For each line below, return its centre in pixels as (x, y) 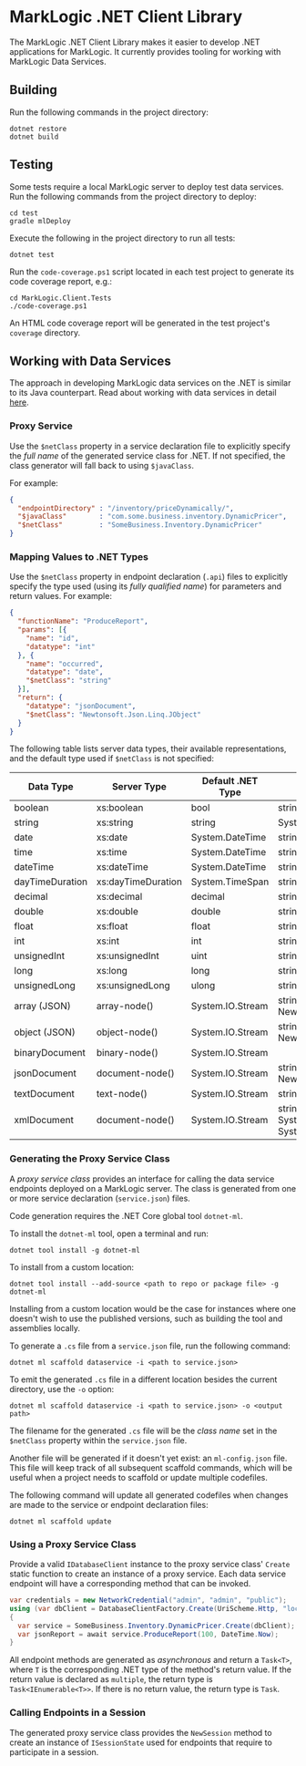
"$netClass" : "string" (69, 681)
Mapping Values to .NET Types (79, 556)
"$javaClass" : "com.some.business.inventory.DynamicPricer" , (152, 517)
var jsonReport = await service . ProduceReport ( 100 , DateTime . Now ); (148, 1634)
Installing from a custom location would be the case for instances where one (153, 1308)
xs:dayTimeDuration (139, 882)
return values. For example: (61, 596)
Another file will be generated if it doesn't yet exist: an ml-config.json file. (148, 1458)
